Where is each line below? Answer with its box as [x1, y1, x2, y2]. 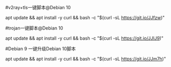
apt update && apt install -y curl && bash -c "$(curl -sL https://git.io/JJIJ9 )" [5, 35, 164, 41]
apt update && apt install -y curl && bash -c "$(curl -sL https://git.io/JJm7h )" [5, 56, 166, 62]
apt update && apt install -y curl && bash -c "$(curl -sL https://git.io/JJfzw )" [5, 15, 165, 20]
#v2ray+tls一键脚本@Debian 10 [5, 5, 71, 10]
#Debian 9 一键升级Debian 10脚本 [5, 46, 76, 52]
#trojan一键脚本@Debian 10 [5, 25, 63, 31]
